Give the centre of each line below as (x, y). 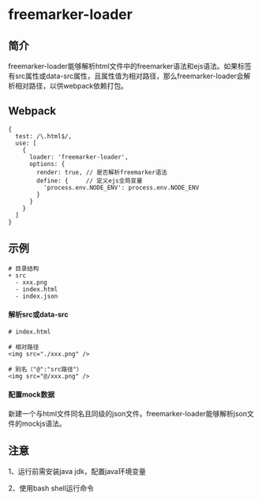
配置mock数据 (32, 395)
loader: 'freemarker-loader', (79, 157)
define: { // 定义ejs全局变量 (90, 180)
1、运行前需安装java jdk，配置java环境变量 (77, 471)
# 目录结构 (24, 269)
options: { (47, 164)
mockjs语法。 (44, 423)
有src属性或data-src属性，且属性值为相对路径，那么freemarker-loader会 (126, 76)
